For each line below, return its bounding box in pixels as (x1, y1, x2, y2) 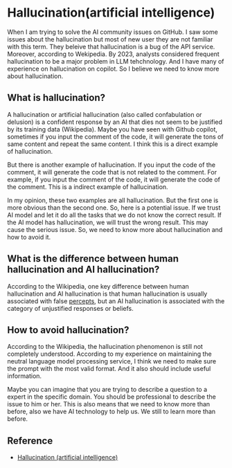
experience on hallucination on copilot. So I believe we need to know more (7, 64, 220, 73)
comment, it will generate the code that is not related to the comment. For (7, 168, 217, 176)
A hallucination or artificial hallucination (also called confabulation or (7, 110, 202, 118)
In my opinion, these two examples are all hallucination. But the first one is (7, 196, 219, 204)
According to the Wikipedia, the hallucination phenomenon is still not (7, 343, 203, 351)
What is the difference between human (7, 253, 179, 264)
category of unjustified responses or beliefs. (7, 304, 134, 312)
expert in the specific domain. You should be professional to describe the (7, 393, 216, 401)
